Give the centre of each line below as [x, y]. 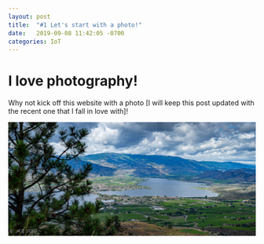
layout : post [29, 16]
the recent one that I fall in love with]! [68, 111]
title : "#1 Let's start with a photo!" [75, 25]
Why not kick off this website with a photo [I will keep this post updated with [132, 103]
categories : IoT [35, 42]
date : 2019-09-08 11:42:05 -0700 [66, 33]
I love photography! [73, 81]
